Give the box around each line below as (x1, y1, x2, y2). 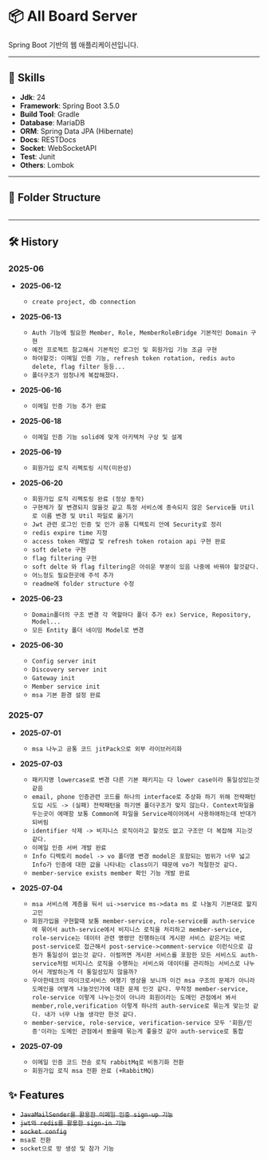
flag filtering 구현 (31, 555, 97, 563)
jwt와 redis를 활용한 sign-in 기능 (19, 1119, 127, 1127)
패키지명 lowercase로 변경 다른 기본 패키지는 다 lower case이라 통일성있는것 (31, 776, 260, 784)
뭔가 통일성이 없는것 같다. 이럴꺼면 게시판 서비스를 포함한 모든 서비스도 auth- (31, 951, 259, 959)
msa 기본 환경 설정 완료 (31, 691, 101, 699)
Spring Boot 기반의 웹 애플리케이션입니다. (8, 40, 139, 49)
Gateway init (31, 675, 76, 683)
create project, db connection (31, 298, 136, 307)
